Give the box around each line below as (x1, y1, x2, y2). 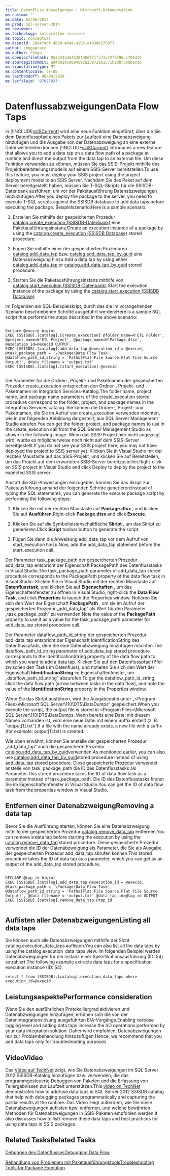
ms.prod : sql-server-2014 (5, 21, 60, 27)
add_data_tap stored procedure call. (5, 621, 81, 628)
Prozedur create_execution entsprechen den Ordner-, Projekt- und (5, 383, 145, 389)
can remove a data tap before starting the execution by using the (5, 834, 141, 840)
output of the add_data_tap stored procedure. (5, 861, 100, 867)
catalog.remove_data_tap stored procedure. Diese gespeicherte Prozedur (5, 839, 159, 845)
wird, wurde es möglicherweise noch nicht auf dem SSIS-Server (5, 437, 140, 443)
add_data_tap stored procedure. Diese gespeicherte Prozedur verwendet (5, 760, 158, 766)
